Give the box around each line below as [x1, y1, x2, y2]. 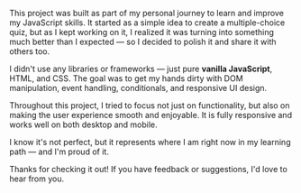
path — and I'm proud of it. [9, 146, 110, 157]
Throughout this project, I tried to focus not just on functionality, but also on [9, 100, 290, 111]
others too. [9, 46, 50, 57]
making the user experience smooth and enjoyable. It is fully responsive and [9, 110, 293, 120]
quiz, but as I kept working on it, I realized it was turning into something [9, 27, 275, 37]
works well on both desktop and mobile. [9, 119, 158, 130]
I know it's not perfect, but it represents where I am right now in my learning [9, 137, 291, 147]
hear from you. [9, 173, 65, 184]
